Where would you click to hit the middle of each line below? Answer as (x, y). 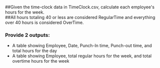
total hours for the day (34, 51)
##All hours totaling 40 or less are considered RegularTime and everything (80, 17)
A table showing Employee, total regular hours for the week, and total (82, 56)
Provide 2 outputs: (28, 35)
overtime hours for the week (41, 61)
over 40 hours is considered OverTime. (45, 22)
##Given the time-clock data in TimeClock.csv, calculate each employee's (80, 7)
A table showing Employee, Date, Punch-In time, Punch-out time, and (82, 46)
